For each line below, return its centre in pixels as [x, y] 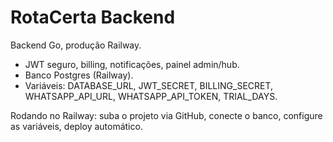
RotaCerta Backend [93, 17]
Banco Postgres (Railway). [79, 75]
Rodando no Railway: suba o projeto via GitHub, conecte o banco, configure [166, 115]
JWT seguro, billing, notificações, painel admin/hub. [132, 64]
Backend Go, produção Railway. [76, 45]
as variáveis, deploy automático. [76, 126]
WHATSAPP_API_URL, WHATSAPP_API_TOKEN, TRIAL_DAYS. [151, 96]
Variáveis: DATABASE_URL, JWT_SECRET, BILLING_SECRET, [149, 85]
